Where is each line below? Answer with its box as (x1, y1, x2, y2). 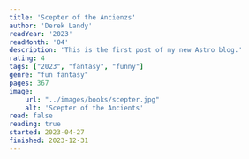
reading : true (9, 120, 62, 129)
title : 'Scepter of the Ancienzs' (9, 12, 137, 22)
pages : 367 (9, 79, 49, 87)
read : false (9, 111, 53, 120)
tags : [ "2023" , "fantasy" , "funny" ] (9, 63, 144, 72)
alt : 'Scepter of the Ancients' (25, 103, 144, 112)
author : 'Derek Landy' (9, 21, 93, 30)
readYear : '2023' (9, 29, 73, 38)
